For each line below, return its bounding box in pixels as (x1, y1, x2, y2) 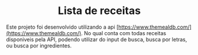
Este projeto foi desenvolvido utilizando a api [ (6, 23, 119, 30)
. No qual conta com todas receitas (80, 29, 167, 36)
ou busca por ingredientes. (6, 42, 72, 49)
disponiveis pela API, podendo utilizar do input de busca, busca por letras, (6, 36, 187, 43)
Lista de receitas (58, 4, 141, 18)
